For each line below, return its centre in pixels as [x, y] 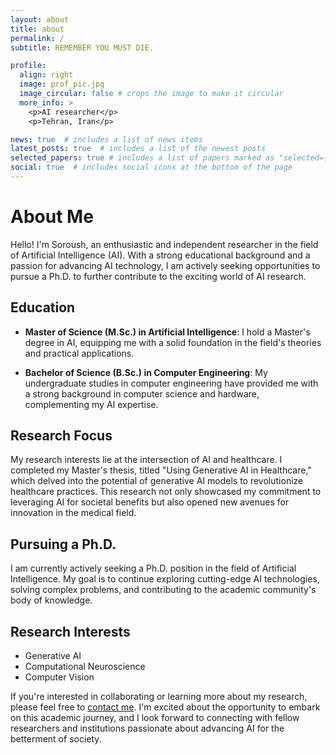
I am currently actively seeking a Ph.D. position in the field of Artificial [153, 568]
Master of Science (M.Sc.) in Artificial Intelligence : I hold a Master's [167, 332]
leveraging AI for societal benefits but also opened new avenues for [150, 502]
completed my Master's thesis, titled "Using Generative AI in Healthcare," [161, 470]
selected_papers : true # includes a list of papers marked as [142, 158]
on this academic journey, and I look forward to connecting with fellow [155, 718]
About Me [52, 217]
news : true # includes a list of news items [106, 139]
